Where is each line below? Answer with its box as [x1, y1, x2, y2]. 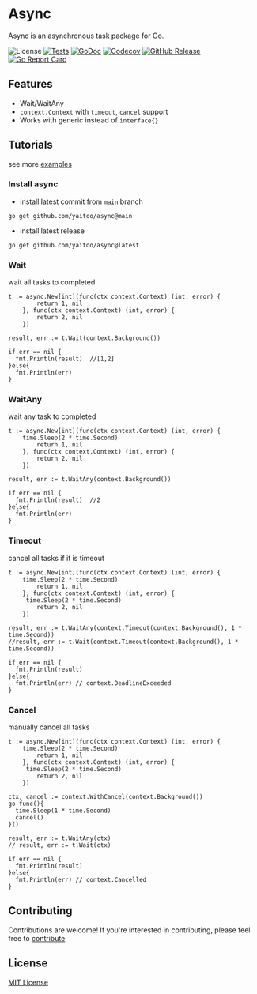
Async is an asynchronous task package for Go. [8, 31, 164, 40]
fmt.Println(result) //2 [15, 496, 101, 504]
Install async [8, 179, 59, 190]
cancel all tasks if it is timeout [8, 553, 105, 563]
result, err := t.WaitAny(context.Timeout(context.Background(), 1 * [8, 623, 243, 632]
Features [8, 77, 53, 91]
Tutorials [8, 138, 53, 152]
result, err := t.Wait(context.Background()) [8, 334, 161, 342]
